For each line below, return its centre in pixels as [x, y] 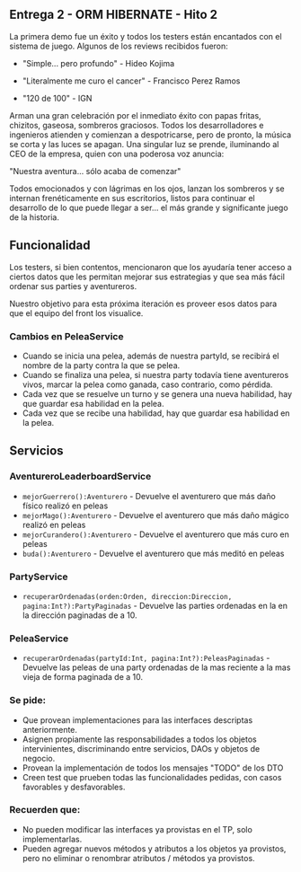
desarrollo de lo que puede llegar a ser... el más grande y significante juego [149, 207]
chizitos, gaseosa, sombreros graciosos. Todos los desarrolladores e [137, 125]
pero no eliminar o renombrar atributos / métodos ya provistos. [138, 858]
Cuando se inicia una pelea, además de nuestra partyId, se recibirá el [150, 356]
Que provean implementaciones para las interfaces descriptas [137, 720]
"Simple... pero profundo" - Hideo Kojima [98, 63]
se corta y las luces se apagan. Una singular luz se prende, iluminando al [144, 144]
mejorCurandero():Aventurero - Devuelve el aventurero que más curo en [155, 534]
